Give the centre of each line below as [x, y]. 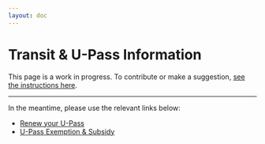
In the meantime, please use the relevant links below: [95, 108]
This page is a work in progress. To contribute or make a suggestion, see [127, 77]
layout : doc [28, 15]
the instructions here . [43, 85]
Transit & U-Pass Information [105, 54]
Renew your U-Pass [52, 123]
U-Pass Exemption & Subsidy [67, 131]
